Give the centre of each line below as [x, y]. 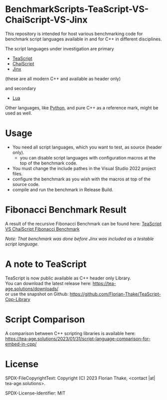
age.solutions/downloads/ [32, 288]
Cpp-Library [18, 299]
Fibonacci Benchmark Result [66, 210]
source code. [26, 184]
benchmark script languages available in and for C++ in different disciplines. [83, 39]
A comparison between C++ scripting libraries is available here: [71, 333]
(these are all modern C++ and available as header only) [63, 78]
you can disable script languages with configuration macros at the [88, 157]
